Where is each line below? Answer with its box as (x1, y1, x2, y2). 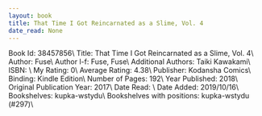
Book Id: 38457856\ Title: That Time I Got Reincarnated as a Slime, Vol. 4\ (8, 49, 254, 58)
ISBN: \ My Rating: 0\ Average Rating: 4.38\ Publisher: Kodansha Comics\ (8, 66, 252, 75)
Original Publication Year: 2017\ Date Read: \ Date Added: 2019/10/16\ (8, 82, 239, 92)
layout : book (8, 11, 52, 20)
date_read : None (8, 26, 63, 34)
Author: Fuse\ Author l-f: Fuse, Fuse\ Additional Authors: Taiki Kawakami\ (8, 57, 252, 66)
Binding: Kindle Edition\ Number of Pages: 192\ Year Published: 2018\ (8, 74, 239, 84)
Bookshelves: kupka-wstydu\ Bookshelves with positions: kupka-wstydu (8, 91, 250, 101)
